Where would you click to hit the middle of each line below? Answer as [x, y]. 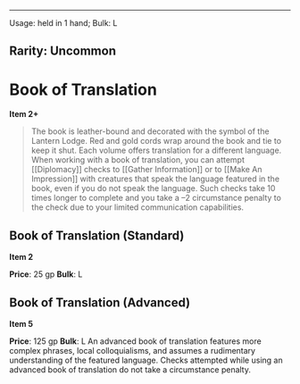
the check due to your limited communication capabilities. [137, 207]
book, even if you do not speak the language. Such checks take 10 [153, 188]
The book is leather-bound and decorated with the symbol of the [150, 131]
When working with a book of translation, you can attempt [138, 160]
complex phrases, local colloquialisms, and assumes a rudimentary [133, 350]
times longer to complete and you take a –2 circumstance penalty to [156, 198]
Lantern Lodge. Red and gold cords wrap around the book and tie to [156, 141]
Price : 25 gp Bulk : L [46, 274]
